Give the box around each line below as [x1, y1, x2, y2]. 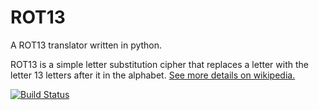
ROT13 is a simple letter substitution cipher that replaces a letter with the [10, 58, 309, 70]
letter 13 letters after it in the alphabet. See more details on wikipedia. [10, 69, 296, 81]
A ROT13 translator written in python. [10, 39, 163, 51]
